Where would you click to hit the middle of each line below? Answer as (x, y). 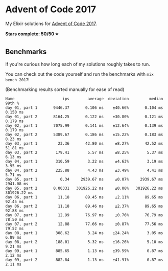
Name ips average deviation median (84, 99)
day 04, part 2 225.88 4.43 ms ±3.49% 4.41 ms (84, 170)
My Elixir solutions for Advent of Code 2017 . (51, 24)
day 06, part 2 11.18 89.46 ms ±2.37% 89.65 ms (84, 206)
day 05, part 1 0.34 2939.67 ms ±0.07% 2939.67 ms (84, 179)
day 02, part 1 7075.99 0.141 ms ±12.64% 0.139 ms (84, 126)
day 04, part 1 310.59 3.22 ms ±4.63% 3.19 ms (84, 161)
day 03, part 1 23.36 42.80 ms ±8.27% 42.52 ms (84, 143)
